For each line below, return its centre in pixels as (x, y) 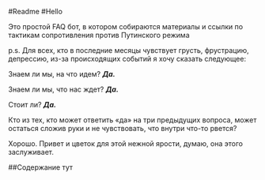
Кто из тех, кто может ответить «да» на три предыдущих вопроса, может (132, 120)
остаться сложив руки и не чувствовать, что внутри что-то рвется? (123, 128)
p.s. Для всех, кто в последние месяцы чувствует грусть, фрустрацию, (129, 50)
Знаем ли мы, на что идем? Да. (62, 74)
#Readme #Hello (36, 11)
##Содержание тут (41, 167)
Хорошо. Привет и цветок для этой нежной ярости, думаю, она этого (126, 144)
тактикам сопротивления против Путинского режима (99, 35)
